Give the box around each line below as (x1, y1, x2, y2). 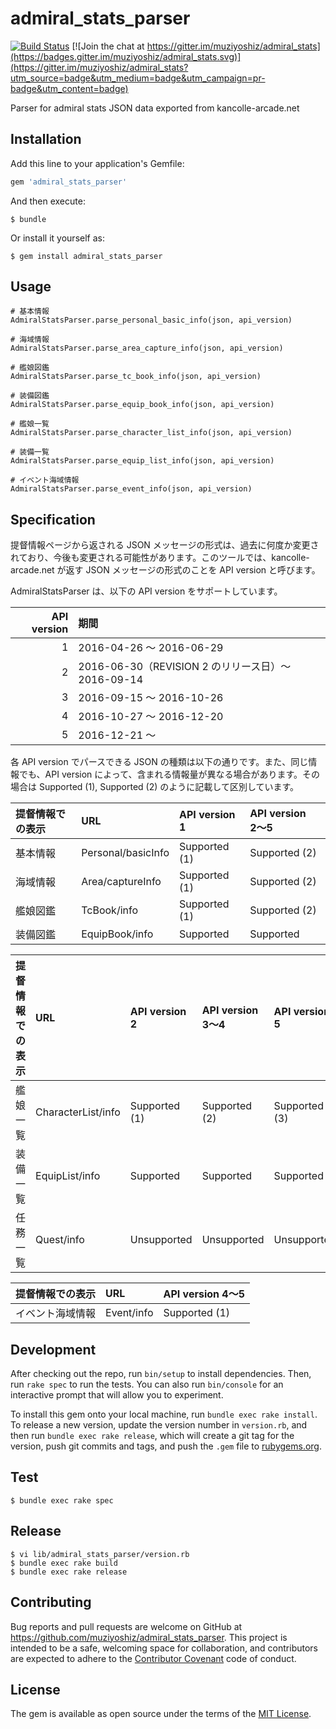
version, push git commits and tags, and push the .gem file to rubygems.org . (10, 1440, 323, 1452)
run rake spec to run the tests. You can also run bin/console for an (10, 1378, 284, 1391)
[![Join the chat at (71, 40, 145, 52)
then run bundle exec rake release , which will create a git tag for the (10, 1430, 295, 1442)
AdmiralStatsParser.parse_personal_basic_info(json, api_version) (10, 315, 293, 326)
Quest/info (35, 1233, 85, 1247)
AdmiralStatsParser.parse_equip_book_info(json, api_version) (10, 400, 275, 410)
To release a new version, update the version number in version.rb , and (10, 1419, 308, 1431)
